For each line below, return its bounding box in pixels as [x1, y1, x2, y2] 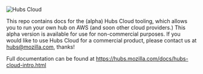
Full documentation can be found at [6, 55, 95, 62]
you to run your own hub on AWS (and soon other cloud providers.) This [6, 24, 186, 31]
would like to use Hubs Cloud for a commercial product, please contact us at [6, 37, 197, 44]
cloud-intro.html [6, 61, 47, 69]
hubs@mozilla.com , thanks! [6, 43, 76, 50]
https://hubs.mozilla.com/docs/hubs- [95, 55, 188, 62]
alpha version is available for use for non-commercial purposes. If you [6, 30, 181, 38]
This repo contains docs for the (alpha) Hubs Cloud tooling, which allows [6, 18, 188, 24]
